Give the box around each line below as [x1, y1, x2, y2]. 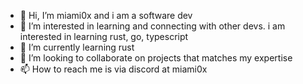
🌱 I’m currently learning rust [19, 41, 135, 53]
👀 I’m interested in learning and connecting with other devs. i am [19, 20, 286, 32]
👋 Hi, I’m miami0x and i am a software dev [19, 10, 193, 21]
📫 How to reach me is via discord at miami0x [19, 63, 208, 75]
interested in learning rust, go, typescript [19, 31, 189, 42]
